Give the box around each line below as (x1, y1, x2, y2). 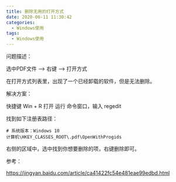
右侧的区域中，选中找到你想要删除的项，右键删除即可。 (6, 145, 140, 152)
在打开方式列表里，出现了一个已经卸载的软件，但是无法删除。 (6, 77, 155, 85)
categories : (6, 19, 35, 25)
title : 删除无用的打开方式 (6, 8, 65, 15)
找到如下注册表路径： (6, 115, 57, 122)
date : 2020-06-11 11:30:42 (6, 14, 72, 20)
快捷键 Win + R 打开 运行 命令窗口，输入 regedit (6, 103, 121, 109)
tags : (6, 31, 19, 36)
